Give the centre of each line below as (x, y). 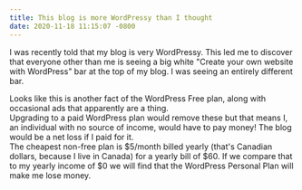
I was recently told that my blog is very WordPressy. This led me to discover (151, 52)
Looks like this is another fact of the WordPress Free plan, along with (138, 98)
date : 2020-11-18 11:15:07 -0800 (73, 26)
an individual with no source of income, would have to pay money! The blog (151, 127)
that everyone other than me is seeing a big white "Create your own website (151, 62)
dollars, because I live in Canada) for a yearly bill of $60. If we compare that (151, 156)
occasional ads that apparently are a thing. (89, 108)
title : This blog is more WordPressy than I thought (111, 18)
